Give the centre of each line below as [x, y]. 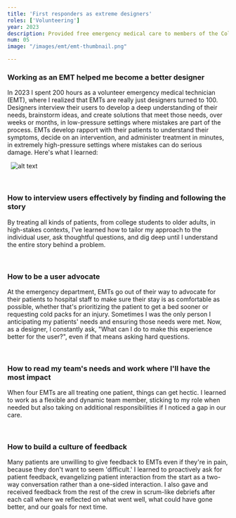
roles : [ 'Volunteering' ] [44, 20]
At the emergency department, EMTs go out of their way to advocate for [112, 291]
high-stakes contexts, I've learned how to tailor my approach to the [104, 229]
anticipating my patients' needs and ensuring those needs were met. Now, [115, 322]
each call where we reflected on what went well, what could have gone [110, 500]
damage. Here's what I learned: [53, 153]
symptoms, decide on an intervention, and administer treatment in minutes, [116, 137]
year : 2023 [23, 27]
